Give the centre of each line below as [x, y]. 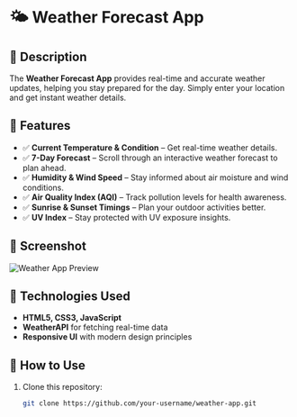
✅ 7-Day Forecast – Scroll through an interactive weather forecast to [150, 158]
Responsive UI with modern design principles [107, 337]
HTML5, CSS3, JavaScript [72, 318]
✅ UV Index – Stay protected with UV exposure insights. [126, 217]
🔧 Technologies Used [70, 297]
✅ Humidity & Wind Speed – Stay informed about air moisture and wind [155, 177]
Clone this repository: [62, 387]
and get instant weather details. [68, 97]
